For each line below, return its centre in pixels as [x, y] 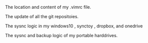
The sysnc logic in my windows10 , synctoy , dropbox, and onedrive [74, 26]
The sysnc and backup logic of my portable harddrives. [61, 35]
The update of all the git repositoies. [42, 16]
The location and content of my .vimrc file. [48, 7]
